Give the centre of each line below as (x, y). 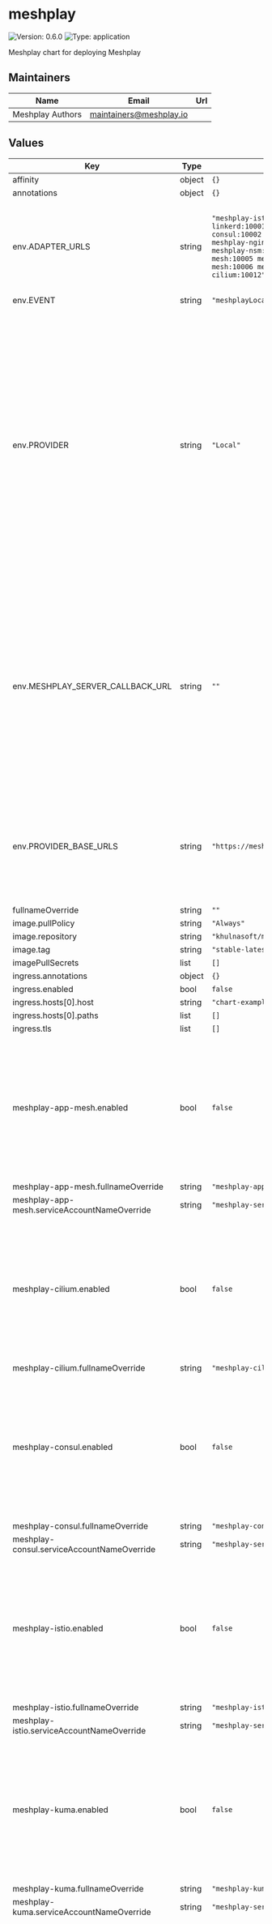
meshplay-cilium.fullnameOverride (79, 1368)
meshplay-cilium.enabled (62, 1289)
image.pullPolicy (44, 923)
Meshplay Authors (47, 114)
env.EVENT (34, 300)
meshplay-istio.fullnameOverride (76, 1707)
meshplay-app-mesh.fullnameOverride (88, 1186)
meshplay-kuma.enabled (61, 1810)
